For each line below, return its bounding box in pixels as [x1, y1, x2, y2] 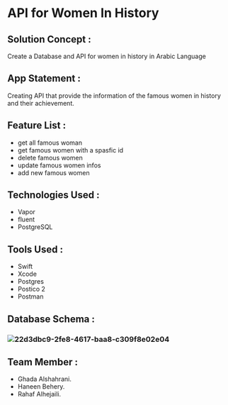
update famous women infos [17, 161, 101, 170]
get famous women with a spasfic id [17, 145, 124, 154]
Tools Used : [7, 243, 64, 255]
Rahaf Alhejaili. [17, 390, 62, 399]
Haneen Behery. [17, 382, 65, 391]
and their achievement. [7, 99, 74, 107]
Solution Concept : [7, 33, 91, 45]
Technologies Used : [7, 189, 100, 201]
